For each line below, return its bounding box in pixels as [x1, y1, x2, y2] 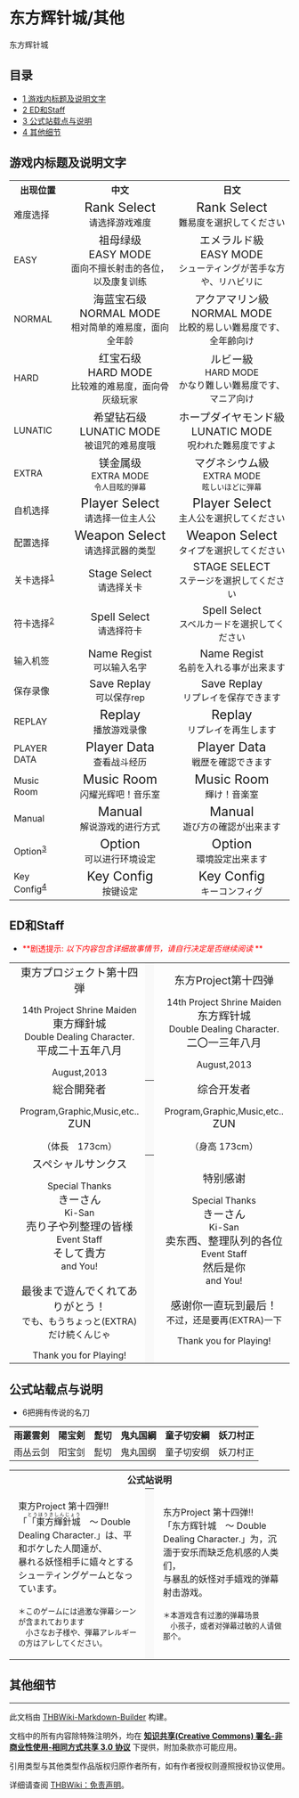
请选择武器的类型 [84, 544, 157, 557]
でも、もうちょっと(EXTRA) [21, 1315, 138, 1328]
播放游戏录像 [93, 723, 148, 736]
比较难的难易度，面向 [70, 380, 161, 392]
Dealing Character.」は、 [18, 1529, 124, 1541]
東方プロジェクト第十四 [20, 966, 139, 980]
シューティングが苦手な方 [178, 262, 286, 274]
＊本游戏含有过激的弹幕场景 [163, 1610, 260, 1621]
